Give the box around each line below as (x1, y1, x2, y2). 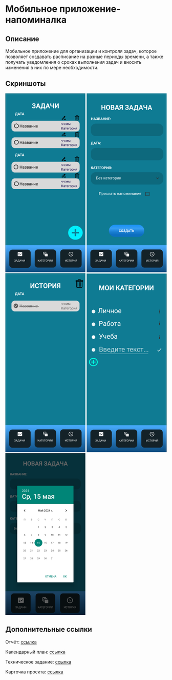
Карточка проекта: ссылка (5, 669, 63, 675)
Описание (5, 34, 39, 43)
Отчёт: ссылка (5, 638, 37, 645)
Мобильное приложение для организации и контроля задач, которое (5, 48, 157, 54)
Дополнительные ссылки (5, 625, 92, 634)
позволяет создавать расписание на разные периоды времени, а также (5, 53, 164, 60)
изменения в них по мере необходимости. (5, 65, 99, 70)
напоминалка (5, 14, 67, 26)
